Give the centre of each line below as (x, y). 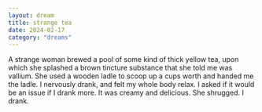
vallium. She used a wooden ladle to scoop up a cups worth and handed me (131, 76)
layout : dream (31, 15)
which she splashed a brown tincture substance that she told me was (120, 68)
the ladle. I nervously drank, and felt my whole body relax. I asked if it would (131, 85)
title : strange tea (40, 23)
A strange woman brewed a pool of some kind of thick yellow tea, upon (124, 60)
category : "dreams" (40, 37)
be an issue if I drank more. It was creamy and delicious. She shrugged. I (126, 93)
